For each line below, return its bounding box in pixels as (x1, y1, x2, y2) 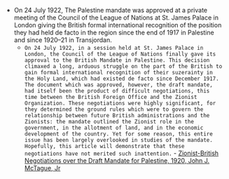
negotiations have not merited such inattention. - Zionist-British (24, 149, 219, 157)
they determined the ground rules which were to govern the (24, 106, 204, 113)
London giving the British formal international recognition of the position (13, 21, 222, 29)
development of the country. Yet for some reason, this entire (24, 131, 214, 138)
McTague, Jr (24, 164, 61, 172)
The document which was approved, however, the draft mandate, (24, 81, 214, 88)
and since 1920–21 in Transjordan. (13, 36, 112, 44)
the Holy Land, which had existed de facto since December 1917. (24, 75, 219, 82)
